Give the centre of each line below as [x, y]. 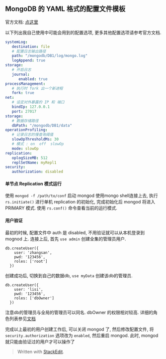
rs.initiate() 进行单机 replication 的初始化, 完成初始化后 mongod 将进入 [80, 202]
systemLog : [16, 42]
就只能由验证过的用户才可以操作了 [40, 342]
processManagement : [25, 84]
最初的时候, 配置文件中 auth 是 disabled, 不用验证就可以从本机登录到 [75, 232]
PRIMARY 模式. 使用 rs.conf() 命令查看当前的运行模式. [61, 208]
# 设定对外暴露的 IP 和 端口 [38, 102]
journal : [21, 74]
